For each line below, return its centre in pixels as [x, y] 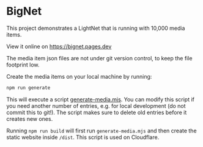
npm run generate [28, 88]
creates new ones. [30, 119]
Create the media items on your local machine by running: [79, 76]
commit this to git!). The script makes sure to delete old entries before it [97, 112]
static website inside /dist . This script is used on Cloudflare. [83, 137]
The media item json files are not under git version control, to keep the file [99, 58]
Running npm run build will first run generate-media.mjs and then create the [102, 131]
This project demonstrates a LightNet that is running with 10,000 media [96, 28]
